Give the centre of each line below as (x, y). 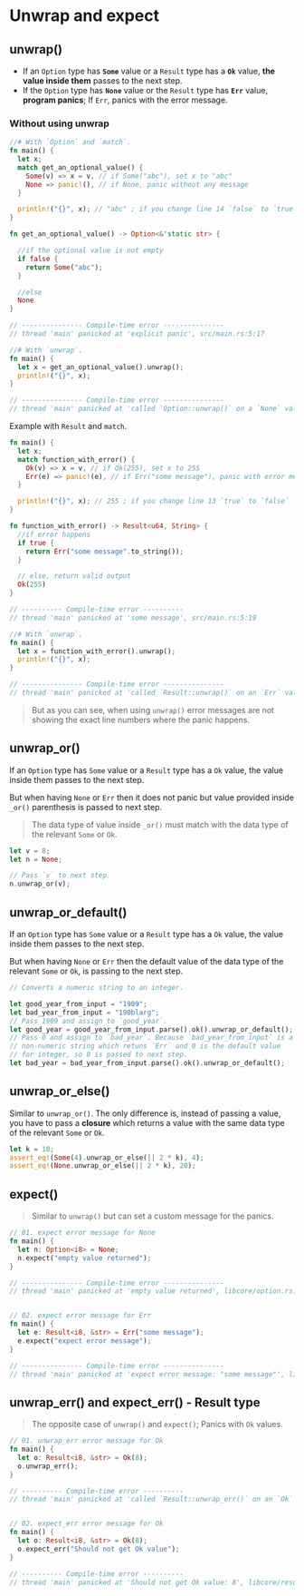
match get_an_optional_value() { (81, 167)
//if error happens (54, 534)
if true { (36, 543)
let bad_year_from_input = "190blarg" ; (85, 1013)
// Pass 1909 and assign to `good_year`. (89, 1021)
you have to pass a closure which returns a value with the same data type (147, 1122)
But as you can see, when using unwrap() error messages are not (152, 710)
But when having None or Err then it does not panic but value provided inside (152, 797)
